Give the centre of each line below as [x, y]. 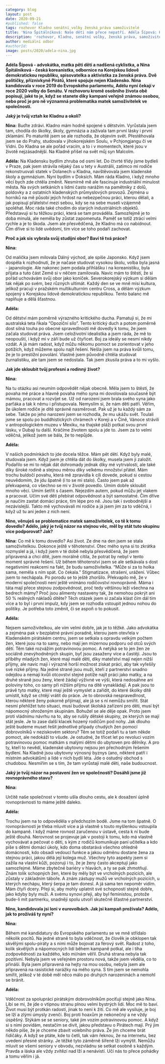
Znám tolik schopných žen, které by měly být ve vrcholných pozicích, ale [79, 873]
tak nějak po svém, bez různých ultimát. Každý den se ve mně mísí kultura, [81, 283]
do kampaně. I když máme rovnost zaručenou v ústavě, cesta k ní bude [78, 831]
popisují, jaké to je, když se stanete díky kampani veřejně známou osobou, [83, 96]
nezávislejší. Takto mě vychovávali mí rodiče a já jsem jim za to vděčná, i [79, 506]
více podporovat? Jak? [29, 531]
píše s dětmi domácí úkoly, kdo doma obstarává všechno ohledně [72, 847]
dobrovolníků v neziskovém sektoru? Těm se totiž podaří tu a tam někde [78, 732]
